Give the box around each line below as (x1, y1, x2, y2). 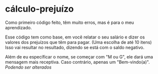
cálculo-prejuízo (5, 3, 74, 15)
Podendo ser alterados (5, 64, 52, 70)
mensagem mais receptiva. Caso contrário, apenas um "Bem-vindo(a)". (5, 59, 150, 65)
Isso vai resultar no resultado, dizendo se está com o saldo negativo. (5, 44, 145, 50)
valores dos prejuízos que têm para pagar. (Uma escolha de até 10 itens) (5, 39, 152, 45)
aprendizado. (5, 24, 32, 30)
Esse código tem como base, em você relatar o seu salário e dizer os (5, 34, 145, 40)
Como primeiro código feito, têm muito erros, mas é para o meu (5, 19, 134, 25)
